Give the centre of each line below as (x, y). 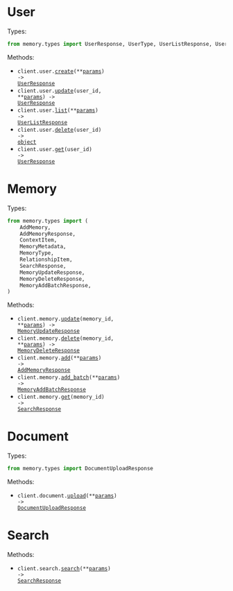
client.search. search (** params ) (64, 569)
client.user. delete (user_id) (59, 130)
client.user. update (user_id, (59, 91)
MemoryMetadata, (43, 247)
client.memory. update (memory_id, (66, 319)
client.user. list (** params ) (58, 110)
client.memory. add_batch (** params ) (69, 378)
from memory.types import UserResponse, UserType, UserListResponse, (110, 44)
